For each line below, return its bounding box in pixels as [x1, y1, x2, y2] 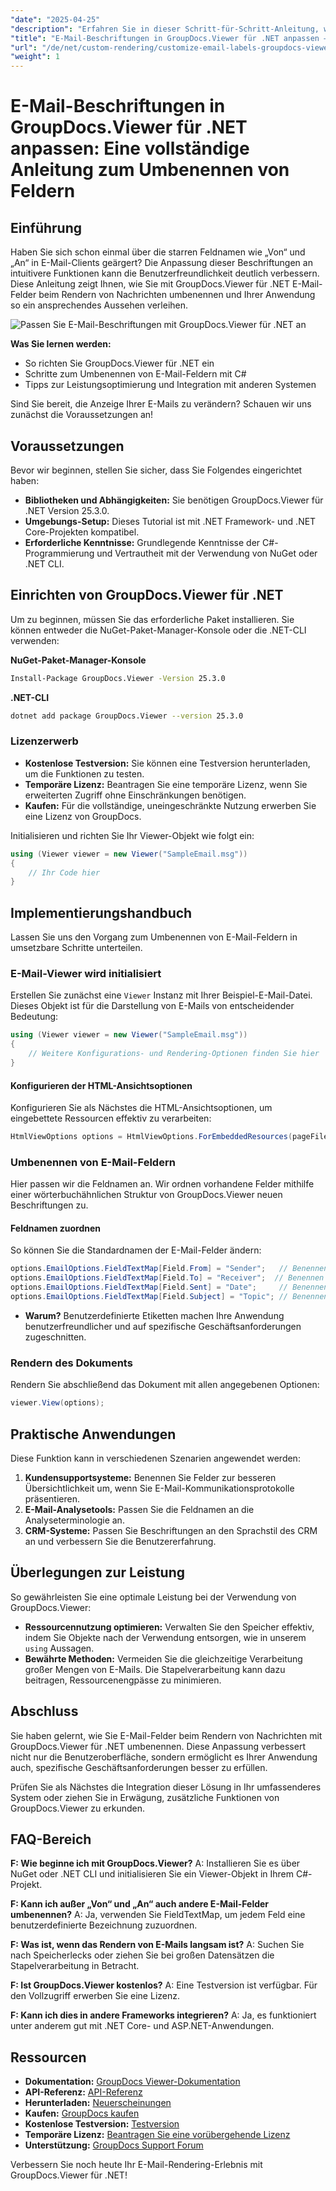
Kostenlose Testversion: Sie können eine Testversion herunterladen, [24, 757, 311, 769]
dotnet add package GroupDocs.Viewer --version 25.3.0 [10, 711, 244, 721]
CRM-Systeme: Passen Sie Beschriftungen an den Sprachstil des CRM [24, 1524, 318, 1536]
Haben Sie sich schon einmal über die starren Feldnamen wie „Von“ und [10, 246, 306, 258]
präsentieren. [24, 1492, 80, 1505]
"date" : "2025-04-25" [10, 14, 101, 25]
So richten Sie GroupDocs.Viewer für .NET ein [24, 357, 215, 370]
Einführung [10, 219, 82, 236]
